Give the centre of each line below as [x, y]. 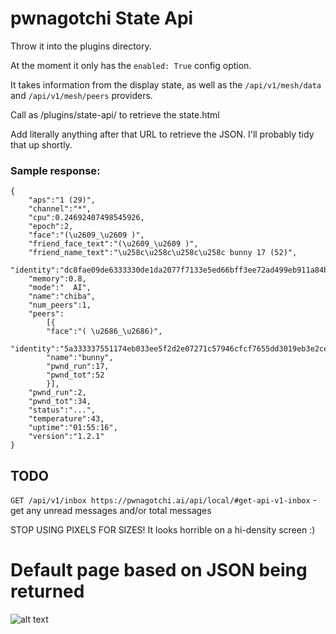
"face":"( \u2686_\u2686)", [104, 332]
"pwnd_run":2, [57, 393]
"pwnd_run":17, [78, 367]
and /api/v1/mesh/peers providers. [81, 95]
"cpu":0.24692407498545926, [86, 218]
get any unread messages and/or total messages [111, 511]
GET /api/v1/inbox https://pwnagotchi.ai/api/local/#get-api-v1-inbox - [164, 500]
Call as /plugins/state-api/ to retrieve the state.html [115, 114]
